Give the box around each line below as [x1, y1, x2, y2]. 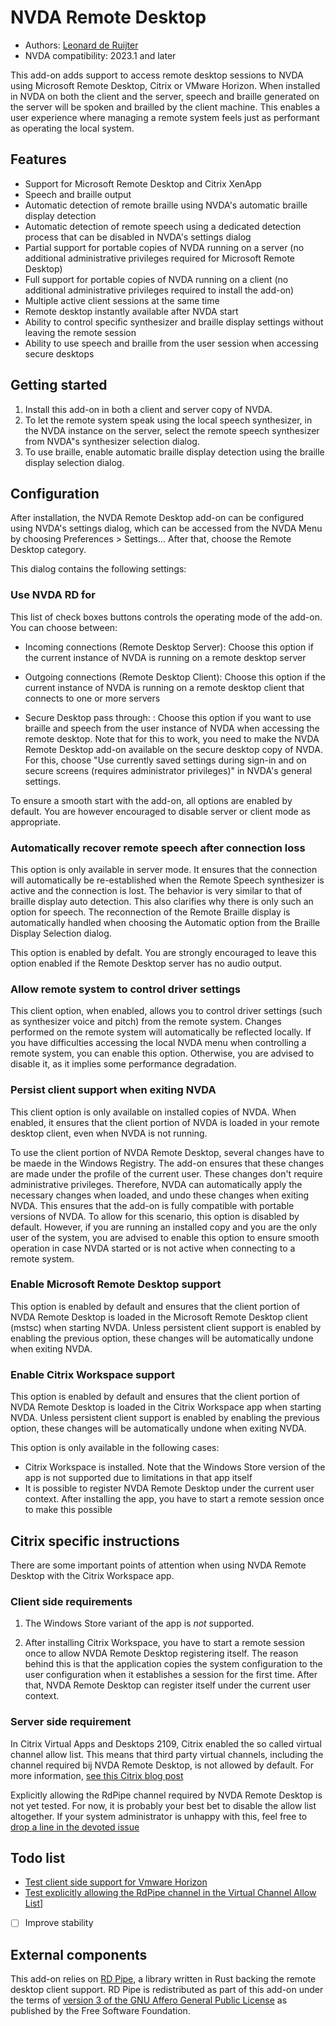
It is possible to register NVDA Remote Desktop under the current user [24, 1482, 315, 1495]
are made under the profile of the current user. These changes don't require [10, 1167, 323, 1180]
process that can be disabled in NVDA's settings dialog [24, 231, 252, 243]
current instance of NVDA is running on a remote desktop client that [24, 681, 305, 693]
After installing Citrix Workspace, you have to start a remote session [24, 1637, 305, 1649]
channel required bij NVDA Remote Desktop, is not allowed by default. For [10, 1759, 314, 1771]
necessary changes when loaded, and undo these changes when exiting [10, 1189, 310, 1201]
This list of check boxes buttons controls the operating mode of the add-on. [10, 611, 323, 623]
